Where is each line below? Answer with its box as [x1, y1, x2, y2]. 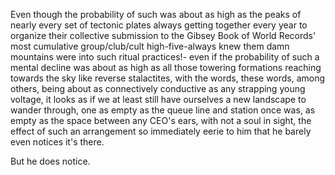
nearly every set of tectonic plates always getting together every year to [10, 19, 308, 31]
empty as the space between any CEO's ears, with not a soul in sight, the [10, 115, 312, 126]
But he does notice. [10, 155, 91, 167]
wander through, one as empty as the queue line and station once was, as [10, 104, 316, 116]
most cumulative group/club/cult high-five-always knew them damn [10, 40, 290, 52]
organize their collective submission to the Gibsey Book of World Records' [10, 30, 317, 41]
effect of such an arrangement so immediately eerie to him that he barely [10, 125, 312, 137]
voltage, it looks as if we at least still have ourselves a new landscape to [10, 94, 307, 105]
